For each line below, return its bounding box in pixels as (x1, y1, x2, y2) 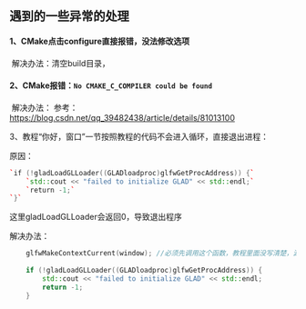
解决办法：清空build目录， (11, 57, 111, 68)
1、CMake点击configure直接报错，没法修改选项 (9, 35, 189, 46)
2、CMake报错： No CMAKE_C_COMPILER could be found (9, 80, 212, 91)
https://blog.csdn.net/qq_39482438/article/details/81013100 (9, 112, 235, 123)
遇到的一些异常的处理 (9, 8, 129, 25)
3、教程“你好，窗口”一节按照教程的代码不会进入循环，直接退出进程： (9, 131, 269, 142)
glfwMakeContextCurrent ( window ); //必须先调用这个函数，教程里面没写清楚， (25, 249, 294, 258)
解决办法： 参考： (11, 102, 78, 113)
